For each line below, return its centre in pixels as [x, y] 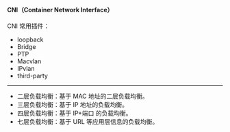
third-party [32, 76]
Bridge [26, 47]
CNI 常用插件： [28, 26]
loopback [30, 39]
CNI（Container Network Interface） [60, 10]
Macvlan [29, 61]
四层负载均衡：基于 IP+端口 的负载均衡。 [74, 113]
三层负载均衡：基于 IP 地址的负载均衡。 [73, 105]
